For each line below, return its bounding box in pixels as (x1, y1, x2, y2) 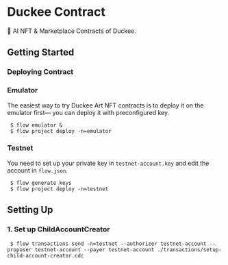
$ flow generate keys (10, 179, 72, 186)
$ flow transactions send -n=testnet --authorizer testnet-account (10, 240, 207, 247)
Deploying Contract (7, 67, 74, 77)
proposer (7, 246, 32, 253)
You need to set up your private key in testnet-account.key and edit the (7, 159, 210, 167)
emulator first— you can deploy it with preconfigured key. (7, 108, 170, 116)
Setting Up (7, 204, 53, 216)
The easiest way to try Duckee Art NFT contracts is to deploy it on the (7, 101, 204, 110)
